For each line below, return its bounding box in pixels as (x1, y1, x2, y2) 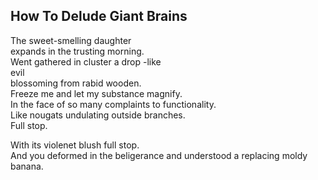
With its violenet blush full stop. (10, 139, 140, 151)
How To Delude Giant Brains (10, 8, 188, 25)
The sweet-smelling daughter (10, 34, 132, 46)
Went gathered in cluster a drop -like (10, 55, 162, 68)
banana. (10, 160, 44, 172)
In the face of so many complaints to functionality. (10, 98, 217, 110)
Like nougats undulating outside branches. (10, 109, 186, 121)
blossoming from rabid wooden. (10, 77, 142, 89)
